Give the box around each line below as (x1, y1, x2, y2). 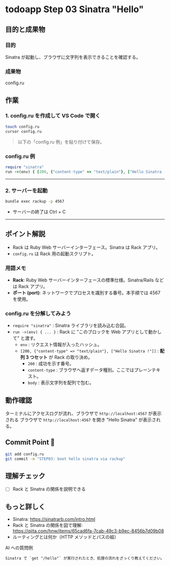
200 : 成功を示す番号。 (27, 361, 74, 367)
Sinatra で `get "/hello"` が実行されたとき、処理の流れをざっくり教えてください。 (5, 556, 164, 561)
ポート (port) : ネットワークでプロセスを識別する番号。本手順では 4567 (12, 290, 161, 296)
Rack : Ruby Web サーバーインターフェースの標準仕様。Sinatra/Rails (12, 277, 154, 283)
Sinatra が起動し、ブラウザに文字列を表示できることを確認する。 (5, 54, 141, 60)
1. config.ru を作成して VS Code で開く (5, 112, 101, 119)
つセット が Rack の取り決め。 (29, 354, 93, 360)
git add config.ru (5, 451, 44, 457)
